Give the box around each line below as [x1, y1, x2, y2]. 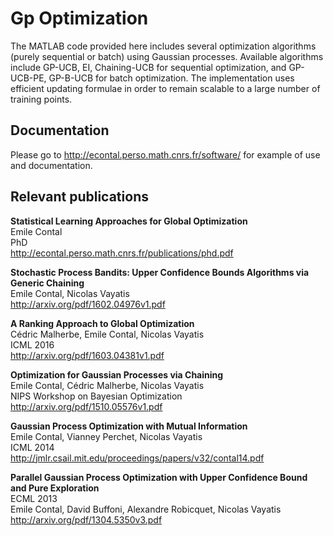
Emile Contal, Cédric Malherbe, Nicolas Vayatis [10, 379, 205, 391]
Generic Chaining [10, 277, 85, 289]
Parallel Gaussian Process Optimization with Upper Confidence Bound [10, 471, 308, 483]
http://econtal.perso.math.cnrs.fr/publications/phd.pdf [10, 247, 234, 259]
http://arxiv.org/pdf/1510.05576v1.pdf [10, 400, 163, 412]
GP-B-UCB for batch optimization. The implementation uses [48, 72, 295, 84]
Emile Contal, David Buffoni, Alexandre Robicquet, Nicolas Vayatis [10, 503, 282, 515]
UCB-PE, [10, 72, 47, 84]
